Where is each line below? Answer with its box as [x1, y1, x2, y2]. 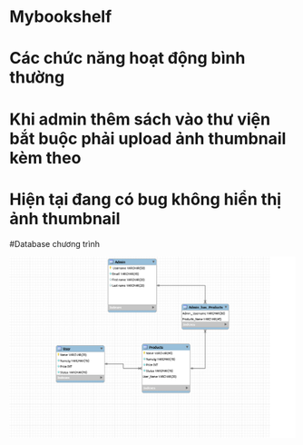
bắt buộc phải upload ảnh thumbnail [9, 128, 287, 149]
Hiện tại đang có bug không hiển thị [9, 189, 282, 210]
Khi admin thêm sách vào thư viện [9, 109, 270, 129]
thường [9, 67, 65, 88]
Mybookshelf [9, 6, 112, 27]
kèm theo [9, 147, 82, 168]
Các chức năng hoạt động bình [9, 48, 246, 69]
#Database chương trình [9, 238, 100, 249]
